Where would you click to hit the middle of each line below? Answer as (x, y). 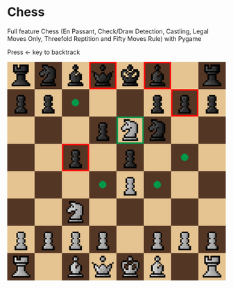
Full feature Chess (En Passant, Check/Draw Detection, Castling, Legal (108, 31)
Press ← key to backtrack (44, 52)
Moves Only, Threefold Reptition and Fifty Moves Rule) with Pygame (104, 38)
